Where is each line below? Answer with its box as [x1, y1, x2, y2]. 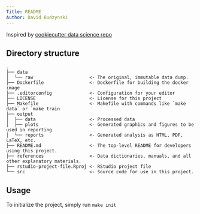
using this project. [6, 148, 58, 154]
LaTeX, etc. [6, 137, 36, 144]
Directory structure [6, 48, 80, 58]
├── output [6, 111, 34, 117]
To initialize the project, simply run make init [6, 201, 117, 209]
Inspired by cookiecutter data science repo [6, 31, 113, 38]
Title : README [6, 8, 42, 15]
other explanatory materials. [6, 158, 82, 165]
